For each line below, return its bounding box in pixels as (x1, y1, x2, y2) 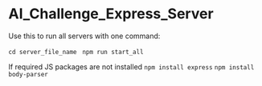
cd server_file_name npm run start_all (8, 48, 144, 56)
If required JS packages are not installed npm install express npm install (8, 61, 255, 72)
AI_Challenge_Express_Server (8, 5, 215, 23)
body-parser (8, 70, 48, 78)
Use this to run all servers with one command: (8, 31, 161, 41)
